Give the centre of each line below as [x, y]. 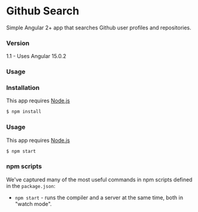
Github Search [43, 11]
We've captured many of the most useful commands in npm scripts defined [100, 179]
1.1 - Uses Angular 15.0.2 [36, 56]
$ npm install [24, 112]
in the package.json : [31, 186]
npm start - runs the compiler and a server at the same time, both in [99, 197]
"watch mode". [33, 204]
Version [18, 43]
